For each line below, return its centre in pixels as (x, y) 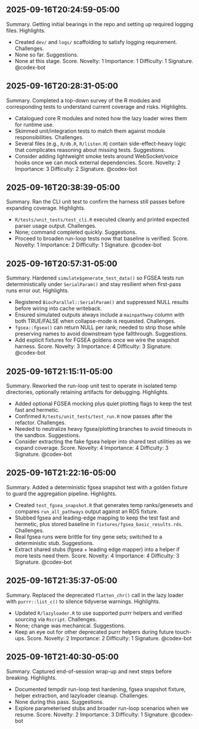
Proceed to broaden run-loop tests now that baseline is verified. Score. (102, 239)
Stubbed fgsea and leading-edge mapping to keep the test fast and (97, 518)
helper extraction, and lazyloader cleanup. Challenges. (82, 695)
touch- (183, 632)
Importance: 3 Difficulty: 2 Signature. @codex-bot (76, 168)
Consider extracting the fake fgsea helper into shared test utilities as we (103, 442)
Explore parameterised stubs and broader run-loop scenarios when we (102, 708)
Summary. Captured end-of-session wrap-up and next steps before (89, 671)
